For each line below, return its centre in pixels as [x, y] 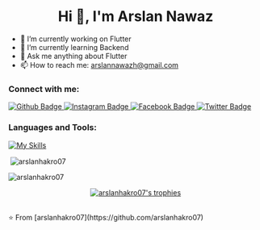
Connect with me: [44, 89]
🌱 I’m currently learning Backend [74, 47]
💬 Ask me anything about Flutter [73, 56]
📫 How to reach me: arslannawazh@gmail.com [99, 65]
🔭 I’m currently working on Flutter [75, 39]
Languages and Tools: [52, 128]
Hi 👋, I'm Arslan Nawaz [136, 17]
